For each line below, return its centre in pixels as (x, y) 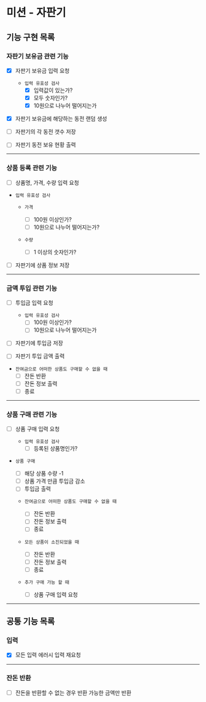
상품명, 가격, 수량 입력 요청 (47, 182)
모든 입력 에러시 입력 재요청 (48, 655)
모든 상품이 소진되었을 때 (52, 542)
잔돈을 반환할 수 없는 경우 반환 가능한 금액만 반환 (73, 692)
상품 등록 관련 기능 (32, 168)
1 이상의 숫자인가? (55, 252)
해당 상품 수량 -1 (44, 474)
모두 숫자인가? (51, 98)
